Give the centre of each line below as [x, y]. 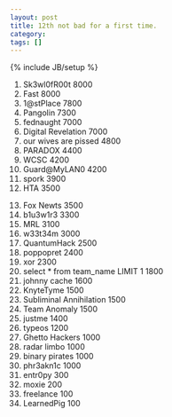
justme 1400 [46, 319]
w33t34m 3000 [51, 234]
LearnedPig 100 [51, 404]
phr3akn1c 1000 [52, 366]
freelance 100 [48, 394]
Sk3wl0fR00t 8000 [58, 84]
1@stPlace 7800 [52, 104]
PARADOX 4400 [52, 151]
